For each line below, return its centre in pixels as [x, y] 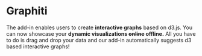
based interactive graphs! [38, 46]
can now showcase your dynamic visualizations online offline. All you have [101, 33]
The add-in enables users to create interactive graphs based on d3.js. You [99, 27]
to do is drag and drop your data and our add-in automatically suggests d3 [99, 40]
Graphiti [27, 11]
